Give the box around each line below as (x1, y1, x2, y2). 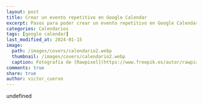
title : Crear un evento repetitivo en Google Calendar (6, 14, 147, 20)
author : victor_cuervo (6, 76, 63, 82)
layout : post (6, 8, 39, 15)
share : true (6, 70, 36, 76)
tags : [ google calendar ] (6, 31, 69, 37)
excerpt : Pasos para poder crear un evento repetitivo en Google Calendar (6, 20, 199, 26)
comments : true (6, 64, 45, 71)
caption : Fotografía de (11, 59, 71, 65)
